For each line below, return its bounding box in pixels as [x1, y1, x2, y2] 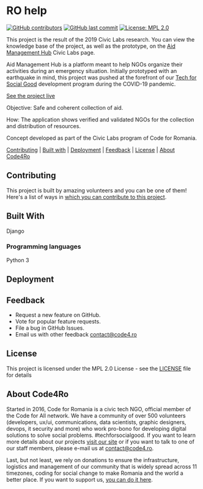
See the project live [6, 92, 55, 99]
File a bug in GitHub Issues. [15, 324, 84, 332]
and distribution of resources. [6, 122, 81, 129]
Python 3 [6, 256, 29, 263]
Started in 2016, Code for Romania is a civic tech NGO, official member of [6, 405, 191, 412]
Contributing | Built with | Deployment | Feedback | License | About [6, 146, 175, 153]
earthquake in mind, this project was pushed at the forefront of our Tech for [6, 74, 197, 81]
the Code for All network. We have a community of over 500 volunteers [6, 412, 186, 419]
